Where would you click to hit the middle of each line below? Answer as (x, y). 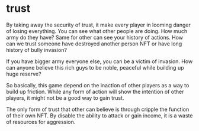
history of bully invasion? (36, 50)
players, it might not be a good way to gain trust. (65, 98)
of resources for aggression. (41, 122)
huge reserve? (24, 74)
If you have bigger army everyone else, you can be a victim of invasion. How (99, 61)
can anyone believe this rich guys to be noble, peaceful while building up (95, 67)
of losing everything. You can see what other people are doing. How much (97, 31)
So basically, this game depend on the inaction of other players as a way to (98, 85)
